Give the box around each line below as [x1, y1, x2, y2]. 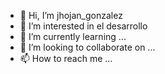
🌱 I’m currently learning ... [19, 31, 127, 42]
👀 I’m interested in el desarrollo [19, 20, 148, 32]
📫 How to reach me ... [19, 53, 113, 64]
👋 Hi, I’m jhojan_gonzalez [19, 10, 123, 21]
